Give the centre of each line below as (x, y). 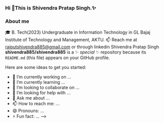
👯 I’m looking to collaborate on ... (46, 88)
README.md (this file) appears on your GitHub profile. (57, 58)
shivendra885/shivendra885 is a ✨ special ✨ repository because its (76, 52)
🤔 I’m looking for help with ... (41, 93)
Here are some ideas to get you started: (46, 67)
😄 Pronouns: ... (28, 111)
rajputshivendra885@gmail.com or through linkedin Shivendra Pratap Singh (82, 47)
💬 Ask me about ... (31, 98)
